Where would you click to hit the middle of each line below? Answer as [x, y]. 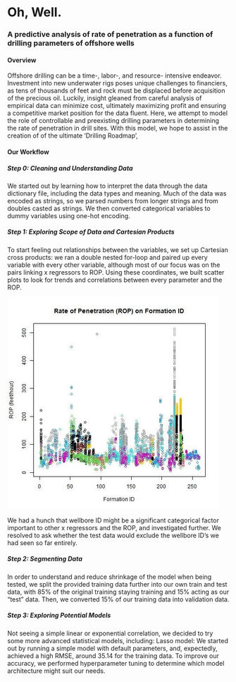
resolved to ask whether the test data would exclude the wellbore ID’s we [113, 535]
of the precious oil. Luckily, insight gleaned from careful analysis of [105, 98]
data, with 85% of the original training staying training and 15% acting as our [118, 592]
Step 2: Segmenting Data [45, 559]
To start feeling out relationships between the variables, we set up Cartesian [118, 250]
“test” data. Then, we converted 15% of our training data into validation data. [118, 599]
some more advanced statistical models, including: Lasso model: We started [118, 640]
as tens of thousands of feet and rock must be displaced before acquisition [116, 91]
